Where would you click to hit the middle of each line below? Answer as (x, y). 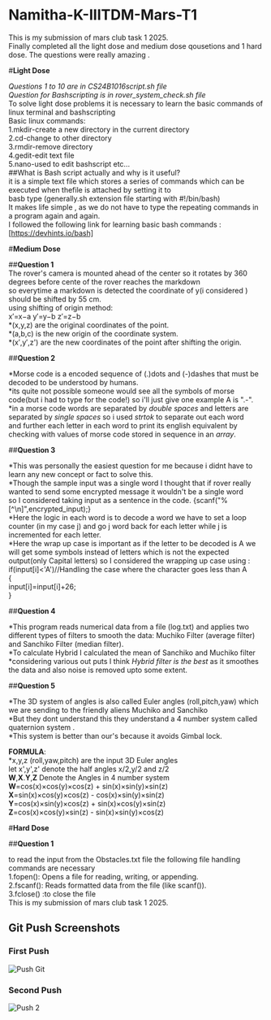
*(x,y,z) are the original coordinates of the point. (89, 325)
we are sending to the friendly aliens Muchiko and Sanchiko (108, 710)
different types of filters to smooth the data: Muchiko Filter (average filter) (132, 635)
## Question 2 (32, 358)
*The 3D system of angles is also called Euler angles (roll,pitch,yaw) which (134, 701)
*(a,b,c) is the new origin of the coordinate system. (93, 333)
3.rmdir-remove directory (51, 146)
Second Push (35, 990)
